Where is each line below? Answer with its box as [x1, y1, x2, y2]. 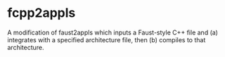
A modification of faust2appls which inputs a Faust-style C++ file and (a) [7, 28, 218, 37]
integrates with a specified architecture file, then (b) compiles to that [7, 35, 206, 44]
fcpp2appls [7, 5, 76, 21]
